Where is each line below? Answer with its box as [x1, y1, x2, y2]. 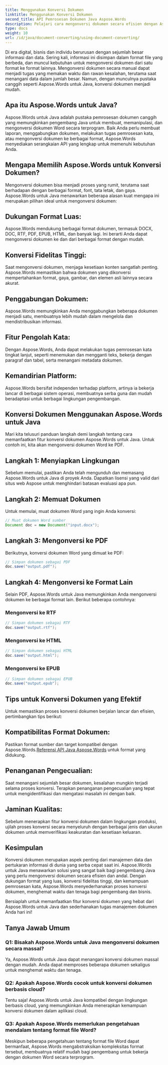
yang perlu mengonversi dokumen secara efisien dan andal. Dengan [5, 873, 146, 879]
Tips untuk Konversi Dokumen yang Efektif [5, 695, 141, 703]
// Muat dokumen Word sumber [5, 518, 66, 523]
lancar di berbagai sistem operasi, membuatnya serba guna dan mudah [5, 390, 152, 396]
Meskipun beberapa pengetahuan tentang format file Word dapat [5, 1038, 139, 1044]
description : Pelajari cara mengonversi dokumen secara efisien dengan [5, 21, 157, 27]
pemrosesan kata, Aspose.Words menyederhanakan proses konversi [5, 883, 147, 890]
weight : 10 [5, 31, 28, 36]
